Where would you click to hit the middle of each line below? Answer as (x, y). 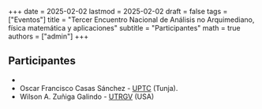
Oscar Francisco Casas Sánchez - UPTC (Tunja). (99, 88)
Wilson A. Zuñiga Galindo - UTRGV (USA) (87, 96)
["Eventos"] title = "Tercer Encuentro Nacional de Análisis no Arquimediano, (131, 20)
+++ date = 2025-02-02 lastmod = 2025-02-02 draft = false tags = (118, 11)
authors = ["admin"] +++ (49, 36)
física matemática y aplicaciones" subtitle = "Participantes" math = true (124, 28)
